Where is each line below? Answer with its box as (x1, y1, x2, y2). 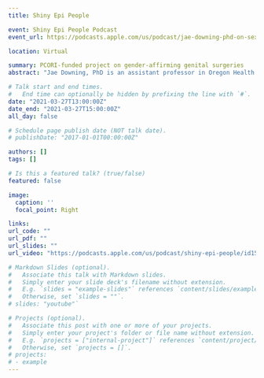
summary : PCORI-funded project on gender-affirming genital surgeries (8, 61, 244, 69)
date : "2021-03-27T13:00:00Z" (8, 98, 108, 106)
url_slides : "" (8, 242, 58, 250)
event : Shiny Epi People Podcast (8, 25, 118, 34)
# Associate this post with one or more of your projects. (8, 321, 213, 329)
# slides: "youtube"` (8, 300, 79, 308)
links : (8, 220, 30, 228)
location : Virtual (8, 47, 68, 55)
